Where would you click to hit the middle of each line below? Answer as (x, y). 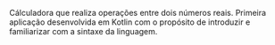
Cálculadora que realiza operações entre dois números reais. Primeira (137, 13)
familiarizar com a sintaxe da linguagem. (83, 31)
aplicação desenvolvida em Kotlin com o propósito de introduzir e (130, 22)
